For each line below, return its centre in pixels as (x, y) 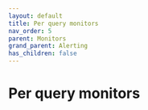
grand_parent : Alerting (48, 46)
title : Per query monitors (53, 23)
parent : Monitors (37, 38)
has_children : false (43, 53)
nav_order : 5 (30, 31)
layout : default (35, 16)
